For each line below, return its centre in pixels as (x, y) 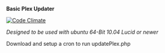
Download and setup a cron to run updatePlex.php (68, 44)
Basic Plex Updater (30, 9)
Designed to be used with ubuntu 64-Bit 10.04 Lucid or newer (82, 32)
